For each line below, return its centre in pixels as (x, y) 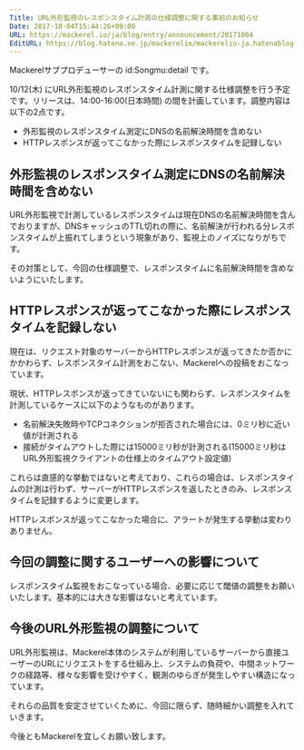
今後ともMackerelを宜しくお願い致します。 (90, 735)
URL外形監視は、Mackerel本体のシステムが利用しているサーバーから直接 (145, 652)
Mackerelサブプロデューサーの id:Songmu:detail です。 (112, 70)
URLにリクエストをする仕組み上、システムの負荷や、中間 (148, 663)
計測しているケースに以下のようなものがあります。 (104, 404)
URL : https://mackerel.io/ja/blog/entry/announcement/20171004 (132, 35)
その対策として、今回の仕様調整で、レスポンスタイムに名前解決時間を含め (148, 268)
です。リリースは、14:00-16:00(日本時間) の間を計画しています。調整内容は (150, 101)
